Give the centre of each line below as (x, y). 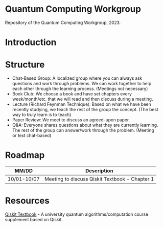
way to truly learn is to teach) (42, 115)
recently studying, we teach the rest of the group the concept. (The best (85, 110)
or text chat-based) (32, 136)
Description (99, 171)
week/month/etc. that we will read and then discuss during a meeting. (82, 99)
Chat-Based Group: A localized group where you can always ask (77, 78)
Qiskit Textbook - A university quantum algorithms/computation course (77, 214)
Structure (25, 65)
